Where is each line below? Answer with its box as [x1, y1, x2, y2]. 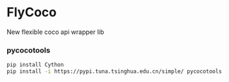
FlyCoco [6, 4, 57, 20]
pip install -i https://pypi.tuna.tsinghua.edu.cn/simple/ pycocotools [6, 68, 222, 75]
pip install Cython [6, 61, 64, 69]
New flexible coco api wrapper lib [6, 28, 105, 36]
